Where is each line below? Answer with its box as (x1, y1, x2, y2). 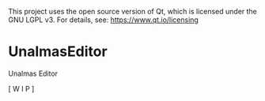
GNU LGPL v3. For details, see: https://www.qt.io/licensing (8, 15, 199, 24)
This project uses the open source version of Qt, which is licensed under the (8, 7, 257, 16)
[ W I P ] (8, 84, 35, 93)
